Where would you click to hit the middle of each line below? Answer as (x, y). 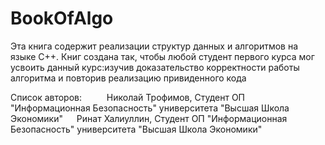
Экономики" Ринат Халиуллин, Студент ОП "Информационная (149, 118)
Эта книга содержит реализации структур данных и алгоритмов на (154, 46)
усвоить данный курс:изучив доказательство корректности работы (155, 67)
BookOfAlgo (62, 18)
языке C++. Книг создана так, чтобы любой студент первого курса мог (162, 56)
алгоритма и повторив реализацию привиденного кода (128, 78)
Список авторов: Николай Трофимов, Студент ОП (128, 97)
